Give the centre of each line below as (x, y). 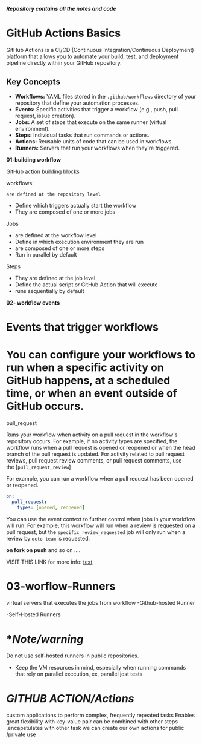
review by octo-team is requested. (48, 538)
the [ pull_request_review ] (39, 467)
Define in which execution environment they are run (79, 242)
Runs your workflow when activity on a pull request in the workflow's (92, 435)
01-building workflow (34, 159)
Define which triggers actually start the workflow (76, 205)
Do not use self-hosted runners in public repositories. (73, 656)
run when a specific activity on (85, 368)
